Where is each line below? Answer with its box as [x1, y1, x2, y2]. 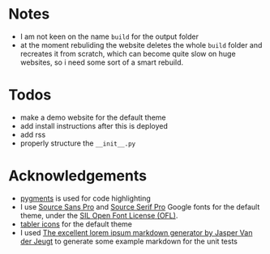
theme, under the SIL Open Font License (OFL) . [19, 210, 178, 220]
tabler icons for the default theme [19, 219, 132, 229]
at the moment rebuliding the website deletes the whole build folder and [19, 40, 263, 49]
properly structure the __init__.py [19, 138, 136, 148]
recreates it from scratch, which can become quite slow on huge [19, 49, 237, 58]
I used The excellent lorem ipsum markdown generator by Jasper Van [19, 227, 253, 237]
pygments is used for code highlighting [19, 193, 152, 203]
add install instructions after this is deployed [19, 121, 168, 130]
